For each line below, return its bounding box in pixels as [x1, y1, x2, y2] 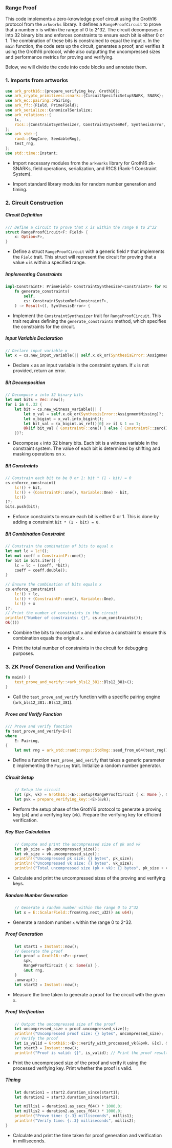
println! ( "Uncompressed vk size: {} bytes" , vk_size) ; [14, 861, 134, 866]
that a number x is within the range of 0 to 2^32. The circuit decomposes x [5, 27, 162, 33]
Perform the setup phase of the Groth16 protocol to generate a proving [12, 806, 162, 812]
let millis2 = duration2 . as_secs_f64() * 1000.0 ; [14, 1108, 123, 1114]
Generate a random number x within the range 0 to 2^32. [12, 919, 133, 925]
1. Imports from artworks [5, 77, 68, 84]
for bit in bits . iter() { [5, 558, 60, 563]
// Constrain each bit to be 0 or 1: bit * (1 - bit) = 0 [5, 476, 132, 481]
